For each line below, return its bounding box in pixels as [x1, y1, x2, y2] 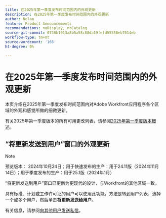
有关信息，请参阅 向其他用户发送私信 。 [5, 208, 83, 214]
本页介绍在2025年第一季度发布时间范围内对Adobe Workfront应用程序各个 [5, 101, 155, 107]
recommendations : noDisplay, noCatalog [5, 26, 87, 31]
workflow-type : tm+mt [5, 35, 50, 40]
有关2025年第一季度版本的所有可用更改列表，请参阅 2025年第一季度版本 [5, 117, 152, 124]
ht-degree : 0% [5, 44, 35, 49]
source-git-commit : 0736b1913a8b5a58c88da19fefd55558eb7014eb [5, 30, 136, 35]
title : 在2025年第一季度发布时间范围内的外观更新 [5, 7, 96, 12]
